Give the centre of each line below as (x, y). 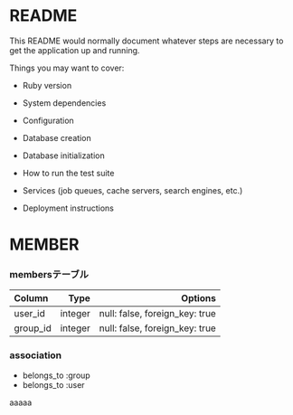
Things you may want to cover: (67, 68)
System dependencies (64, 103)
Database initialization (64, 156)
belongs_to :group (56, 375)
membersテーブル (49, 275)
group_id (33, 328)
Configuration (48, 120)
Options (198, 298)
